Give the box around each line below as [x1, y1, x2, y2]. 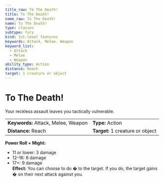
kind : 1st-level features [5, 35, 58, 40]
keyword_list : [5, 44, 34, 49]
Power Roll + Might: [5, 140, 46, 146]
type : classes [5, 26, 34, 30]
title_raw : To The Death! [5, 7, 58, 12]
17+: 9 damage [12, 160, 43, 166]
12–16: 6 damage [12, 155, 47, 160]
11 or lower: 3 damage [12, 149, 56, 155]
